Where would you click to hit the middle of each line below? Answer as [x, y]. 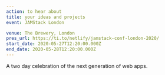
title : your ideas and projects [46, 17]
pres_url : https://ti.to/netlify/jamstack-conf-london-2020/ [83, 39]
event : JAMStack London [35, 22]
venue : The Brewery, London [41, 33]
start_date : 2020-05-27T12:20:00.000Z [54, 44]
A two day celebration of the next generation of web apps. [77, 66]
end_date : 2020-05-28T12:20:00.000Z [51, 50]
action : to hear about [34, 11]
